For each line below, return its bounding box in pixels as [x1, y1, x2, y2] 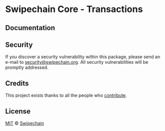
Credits [5, 79, 29, 87]
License [5, 107, 31, 115]
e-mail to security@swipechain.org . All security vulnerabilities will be [5, 59, 149, 65]
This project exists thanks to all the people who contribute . [5, 92, 127, 98]
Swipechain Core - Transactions [5, 4, 143, 15]
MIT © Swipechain [5, 120, 44, 126]
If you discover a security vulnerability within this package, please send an [5, 54, 160, 60]
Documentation [5, 24, 56, 32]
